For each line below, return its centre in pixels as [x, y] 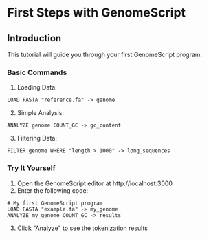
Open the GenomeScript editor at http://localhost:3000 [95, 183]
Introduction [34, 38]
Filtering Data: [37, 138]
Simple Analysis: [40, 113]
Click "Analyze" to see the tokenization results [82, 228]
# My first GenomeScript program [55, 203]
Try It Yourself [32, 168]
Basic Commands [37, 72]
